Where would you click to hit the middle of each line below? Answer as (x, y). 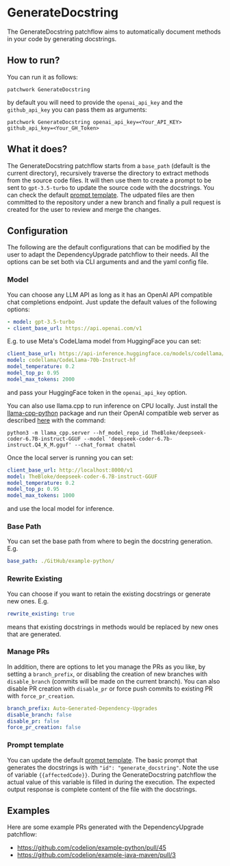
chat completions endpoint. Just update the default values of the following (112, 302)
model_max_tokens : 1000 (41, 496)
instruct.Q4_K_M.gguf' (39, 445)
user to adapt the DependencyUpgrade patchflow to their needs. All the (108, 254)
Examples (28, 811)
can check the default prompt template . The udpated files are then (101, 195)
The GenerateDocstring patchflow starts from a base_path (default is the (109, 165)
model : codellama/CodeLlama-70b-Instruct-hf (72, 360)
